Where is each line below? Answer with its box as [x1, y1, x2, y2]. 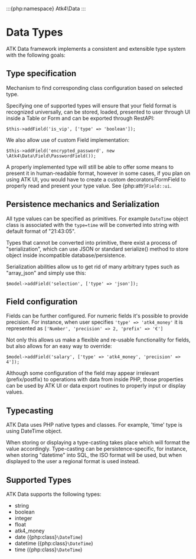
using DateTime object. [6, 428, 63, 435]
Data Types [6, 26, 63, 39]
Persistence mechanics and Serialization [6, 199, 159, 209]
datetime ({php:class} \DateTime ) [14, 540, 93, 547]
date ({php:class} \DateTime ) [14, 534, 83, 540]
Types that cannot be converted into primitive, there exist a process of [6, 239, 177, 246]
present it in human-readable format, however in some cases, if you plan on [6, 170, 191, 177]
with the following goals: [6, 51, 66, 58]
